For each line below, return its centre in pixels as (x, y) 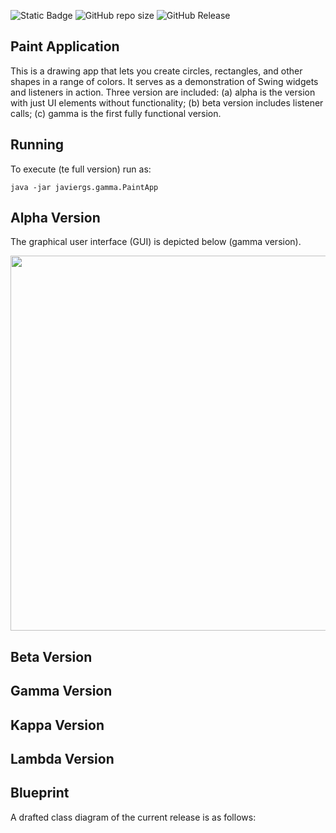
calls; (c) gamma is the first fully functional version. (116, 113)
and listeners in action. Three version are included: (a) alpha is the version (163, 92)
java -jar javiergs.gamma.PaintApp (84, 187)
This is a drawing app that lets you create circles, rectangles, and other (156, 71)
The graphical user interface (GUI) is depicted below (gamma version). (156, 242)
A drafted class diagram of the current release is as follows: (133, 817)
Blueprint (40, 793)
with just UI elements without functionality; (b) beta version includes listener (167, 102)
